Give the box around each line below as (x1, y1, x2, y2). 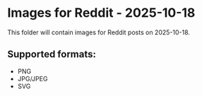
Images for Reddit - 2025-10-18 (7, 5, 196, 21)
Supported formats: (7, 48, 97, 60)
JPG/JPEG (17, 74, 48, 83)
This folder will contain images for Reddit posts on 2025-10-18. (7, 28, 191, 36)
